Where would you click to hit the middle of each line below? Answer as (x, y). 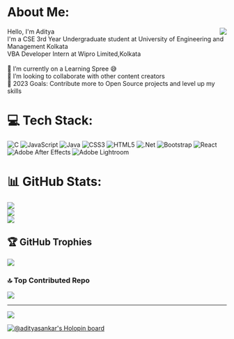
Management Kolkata (38, 46)
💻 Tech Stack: (50, 121)
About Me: (38, 12)
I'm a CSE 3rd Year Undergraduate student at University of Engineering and (116, 38)
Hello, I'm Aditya (31, 31)
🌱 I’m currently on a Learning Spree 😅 (62, 68)
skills (15, 91)
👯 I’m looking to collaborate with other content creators (86, 76)
